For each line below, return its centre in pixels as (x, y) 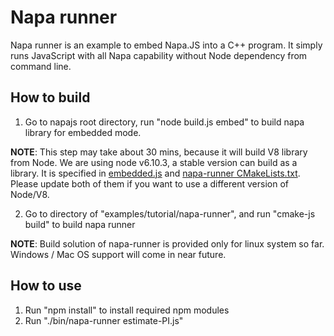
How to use (46, 286)
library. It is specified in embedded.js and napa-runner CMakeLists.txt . (155, 173)
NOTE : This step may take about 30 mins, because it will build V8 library (159, 152)
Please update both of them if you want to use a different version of (149, 183)
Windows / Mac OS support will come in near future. (118, 254)
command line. (41, 66)
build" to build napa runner (80, 224)
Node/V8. (30, 194)
